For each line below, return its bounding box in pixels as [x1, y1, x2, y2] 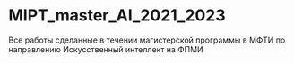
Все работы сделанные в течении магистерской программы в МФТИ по [8, 35, 286, 45]
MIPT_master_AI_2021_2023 [8, 5, 226, 26]
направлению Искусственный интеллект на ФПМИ [8, 43, 203, 54]
